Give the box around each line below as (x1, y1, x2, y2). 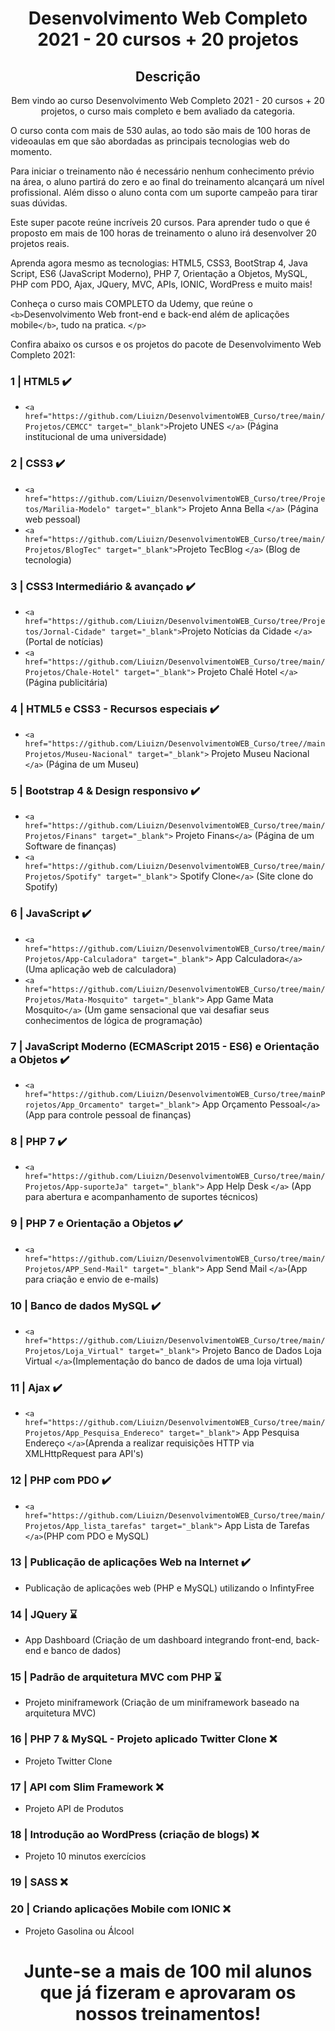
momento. (10, 146, 53, 157)
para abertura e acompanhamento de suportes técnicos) (24, 1191, 259, 1203)
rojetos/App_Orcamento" (24, 1100, 125, 1111)
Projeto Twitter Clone (24, 1755, 113, 1767)
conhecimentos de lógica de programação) (24, 1014, 203, 1026)
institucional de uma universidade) (24, 431, 167, 443)
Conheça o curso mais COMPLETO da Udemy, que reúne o (10, 298, 253, 309)
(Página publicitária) (24, 676, 108, 688)
